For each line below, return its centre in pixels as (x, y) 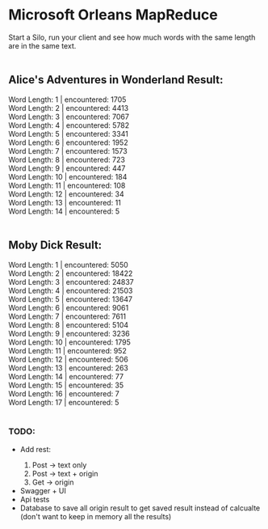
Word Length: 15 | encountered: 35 (66, 385)
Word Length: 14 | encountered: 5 (64, 211)
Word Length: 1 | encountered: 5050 (69, 264)
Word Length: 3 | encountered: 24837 (71, 281)
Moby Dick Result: (55, 245)
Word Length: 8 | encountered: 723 (67, 159)
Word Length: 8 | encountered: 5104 (69, 324)
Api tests (35, 499)
